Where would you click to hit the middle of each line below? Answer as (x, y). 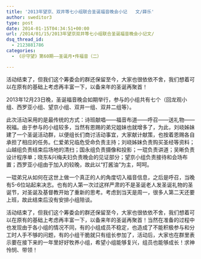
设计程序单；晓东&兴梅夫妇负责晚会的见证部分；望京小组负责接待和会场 (95, 157)
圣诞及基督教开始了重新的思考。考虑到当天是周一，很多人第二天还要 (111, 192)
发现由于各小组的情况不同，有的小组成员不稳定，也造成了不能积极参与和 (100, 227)
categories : (21, 51)
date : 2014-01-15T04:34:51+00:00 (48, 28)
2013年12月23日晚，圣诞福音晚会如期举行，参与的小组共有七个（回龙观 (94, 99)
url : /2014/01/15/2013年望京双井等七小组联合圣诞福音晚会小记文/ (80, 34)
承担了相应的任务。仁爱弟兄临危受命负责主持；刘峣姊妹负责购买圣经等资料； (100, 142)
